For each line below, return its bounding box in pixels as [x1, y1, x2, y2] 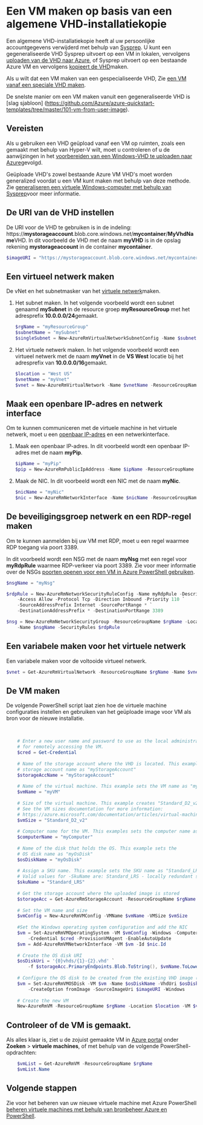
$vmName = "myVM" [17, 789, 61, 795]
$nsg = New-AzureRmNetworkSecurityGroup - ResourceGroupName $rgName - [6, 619, 188, 625]
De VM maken [6, 685, 60, 696]
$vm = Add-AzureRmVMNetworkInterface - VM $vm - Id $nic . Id [17, 941, 166, 947]
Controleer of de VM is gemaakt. [6, 1020, 132, 1030]
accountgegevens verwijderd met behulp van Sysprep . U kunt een [6, 44, 171, 51]
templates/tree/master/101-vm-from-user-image [6, 106, 126, 113]
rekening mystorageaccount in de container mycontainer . [6, 243, 153, 250]
